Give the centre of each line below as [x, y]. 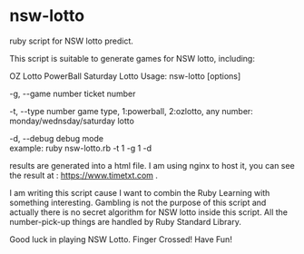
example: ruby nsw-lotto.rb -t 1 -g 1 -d [81, 148]
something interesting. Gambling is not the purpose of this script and [138, 202]
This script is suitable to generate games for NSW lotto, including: [132, 58]
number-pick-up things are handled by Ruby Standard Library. [126, 221]
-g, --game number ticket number [73, 93]
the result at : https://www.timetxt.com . [84, 175]
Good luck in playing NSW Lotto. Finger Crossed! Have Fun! [121, 239]
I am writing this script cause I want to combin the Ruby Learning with [140, 192]
